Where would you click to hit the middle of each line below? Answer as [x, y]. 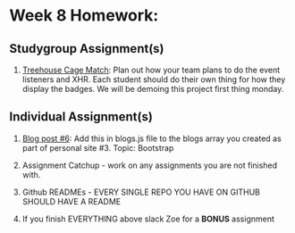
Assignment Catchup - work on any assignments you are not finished [150, 165]
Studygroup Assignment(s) [87, 49]
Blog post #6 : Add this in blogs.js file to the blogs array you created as [152, 138]
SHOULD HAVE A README [72, 201]
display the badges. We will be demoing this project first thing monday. [153, 89]
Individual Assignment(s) [81, 117]
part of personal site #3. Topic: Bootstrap [98, 147]
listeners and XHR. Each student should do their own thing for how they [154, 79]
